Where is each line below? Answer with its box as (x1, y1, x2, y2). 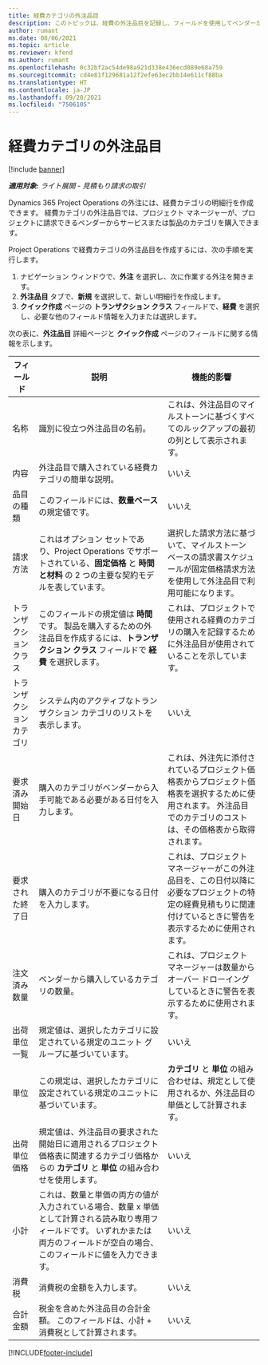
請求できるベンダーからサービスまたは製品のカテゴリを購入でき (42, 218, 253, 227)
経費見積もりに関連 (183, 899, 256, 910)
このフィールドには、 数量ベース (38, 495, 158, 506)
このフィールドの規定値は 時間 (38, 608, 153, 619)
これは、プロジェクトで (167, 603, 256, 614)
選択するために (191, 788, 248, 799)
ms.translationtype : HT (8, 78, 88, 86)
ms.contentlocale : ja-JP (8, 85, 91, 94)
